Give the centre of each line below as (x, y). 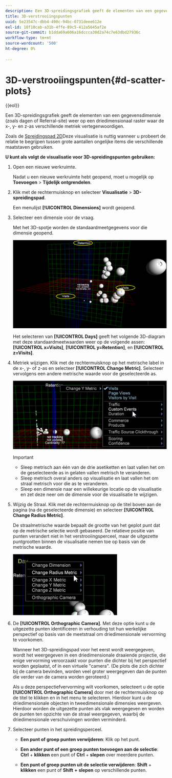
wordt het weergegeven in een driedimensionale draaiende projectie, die (89, 655)
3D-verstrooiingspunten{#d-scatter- (85, 80)
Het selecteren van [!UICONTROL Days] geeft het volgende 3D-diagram (89, 336)
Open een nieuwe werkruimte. (45, 167)
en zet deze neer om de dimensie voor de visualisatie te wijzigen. (89, 494)
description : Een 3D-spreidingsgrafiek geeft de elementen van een (79, 11)
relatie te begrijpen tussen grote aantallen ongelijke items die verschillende (84, 142)
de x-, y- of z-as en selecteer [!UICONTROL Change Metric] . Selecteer (88, 368)
